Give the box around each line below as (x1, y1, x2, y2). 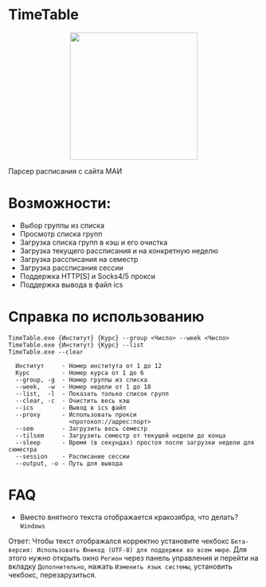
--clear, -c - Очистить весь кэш (15, 397, 130, 405)
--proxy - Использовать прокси (15, 410, 137, 419)
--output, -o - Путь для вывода (15, 460, 123, 468)
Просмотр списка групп (19, 229, 103, 238)
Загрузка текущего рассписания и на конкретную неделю (19, 245, 219, 256)
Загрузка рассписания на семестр (19, 254, 139, 264)
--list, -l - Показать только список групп (15, 389, 170, 397)
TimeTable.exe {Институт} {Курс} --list (8, 341, 145, 349)
